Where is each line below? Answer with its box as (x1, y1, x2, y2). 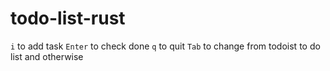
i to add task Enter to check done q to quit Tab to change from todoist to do (10, 40, 321, 52)
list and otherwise (10, 50, 84, 62)
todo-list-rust (10, 7, 126, 30)
